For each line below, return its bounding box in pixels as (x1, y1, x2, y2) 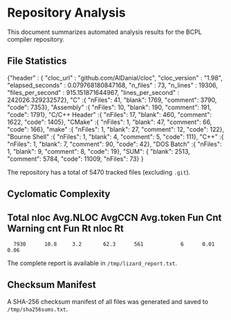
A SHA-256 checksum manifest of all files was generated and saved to (7, 297, 209, 305)
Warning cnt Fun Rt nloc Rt (7, 222, 124, 234)
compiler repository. (7, 35, 64, 43)
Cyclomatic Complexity (7, 188, 111, 200)
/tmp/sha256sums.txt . (7, 305, 68, 313)
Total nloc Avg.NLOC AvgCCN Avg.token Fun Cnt (7, 211, 222, 223)
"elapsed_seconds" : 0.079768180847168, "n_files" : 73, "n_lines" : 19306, (7, 81, 218, 89)
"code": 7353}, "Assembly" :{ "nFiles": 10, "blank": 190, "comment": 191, (7, 103, 212, 112)
